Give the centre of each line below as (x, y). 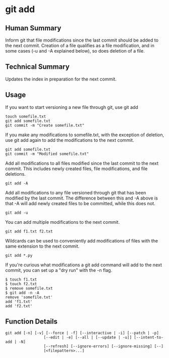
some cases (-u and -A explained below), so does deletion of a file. (75, 51)
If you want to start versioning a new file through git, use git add (72, 107)
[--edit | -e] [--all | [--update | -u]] (88, 338)
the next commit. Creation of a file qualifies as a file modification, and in (80, 46)
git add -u (17, 213)
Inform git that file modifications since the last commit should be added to (82, 40)
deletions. (16, 174)
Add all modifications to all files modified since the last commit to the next (82, 163)
